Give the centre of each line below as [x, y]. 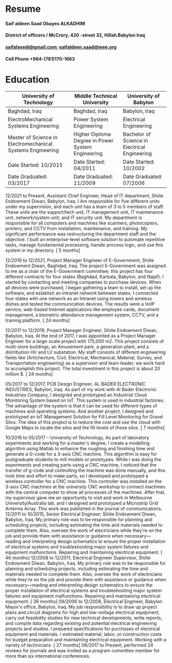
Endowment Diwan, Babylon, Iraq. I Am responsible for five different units [83, 201]
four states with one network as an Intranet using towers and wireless [79, 298]
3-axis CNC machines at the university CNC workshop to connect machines [85, 487]
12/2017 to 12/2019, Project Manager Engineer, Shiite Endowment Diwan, [82, 330]
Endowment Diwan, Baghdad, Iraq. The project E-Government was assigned [86, 266]
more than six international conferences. [48, 656]
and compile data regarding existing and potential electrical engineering [81, 623]
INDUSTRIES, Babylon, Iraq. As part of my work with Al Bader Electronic [81, 389]
